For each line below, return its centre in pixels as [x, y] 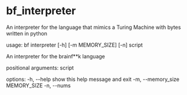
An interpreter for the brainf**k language [55, 56]
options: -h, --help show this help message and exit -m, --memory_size [93, 79]
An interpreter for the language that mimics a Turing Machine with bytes [93, 27]
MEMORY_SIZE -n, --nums [38, 85]
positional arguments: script [40, 68]
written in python [27, 33]
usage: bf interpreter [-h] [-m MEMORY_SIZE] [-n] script [75, 45]
